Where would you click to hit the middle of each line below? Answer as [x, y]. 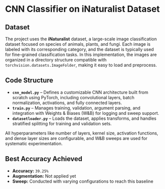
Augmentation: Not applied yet [44, 176]
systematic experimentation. [34, 143]
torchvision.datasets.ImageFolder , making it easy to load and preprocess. [81, 65]
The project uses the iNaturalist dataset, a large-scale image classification [81, 39]
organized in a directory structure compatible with [56, 60]
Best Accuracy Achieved [44, 159]
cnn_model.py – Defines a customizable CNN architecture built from [80, 92]
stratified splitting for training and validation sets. [62, 123]
